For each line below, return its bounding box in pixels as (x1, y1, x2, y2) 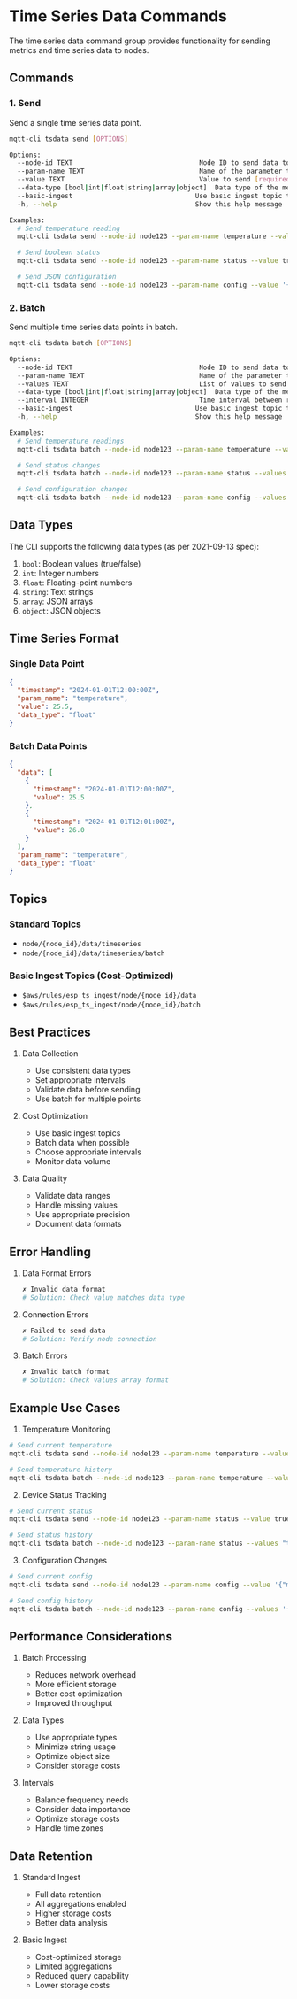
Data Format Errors (21, 1268, 92, 1278)
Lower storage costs (34, 1980, 110, 1991)
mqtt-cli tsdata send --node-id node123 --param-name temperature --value (9, 1449, 291, 1458)
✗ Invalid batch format (21, 1368, 110, 1377)
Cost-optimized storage (34, 1952, 122, 1963)
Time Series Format (9, 631, 119, 646)
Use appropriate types (34, 1733, 118, 1743)
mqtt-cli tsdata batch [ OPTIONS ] (9, 339, 133, 348)
